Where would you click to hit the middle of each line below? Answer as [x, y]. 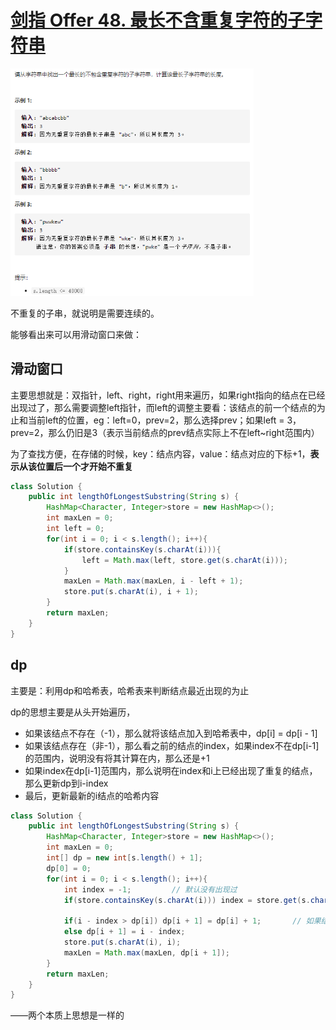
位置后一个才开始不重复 [84, 466]
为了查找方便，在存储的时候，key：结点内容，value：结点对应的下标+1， [160, 453]
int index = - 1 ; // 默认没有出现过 [150, 889]
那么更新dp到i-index [66, 783]
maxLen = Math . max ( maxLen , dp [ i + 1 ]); [146, 952]
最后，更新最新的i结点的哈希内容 [92, 795]
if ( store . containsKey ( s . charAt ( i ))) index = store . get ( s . [187, 900]
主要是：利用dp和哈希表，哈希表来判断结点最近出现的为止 [130, 690]
